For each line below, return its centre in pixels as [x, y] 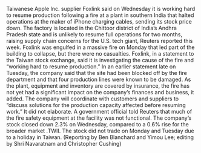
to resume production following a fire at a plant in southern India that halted [100, 15]
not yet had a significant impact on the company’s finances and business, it [100, 92]
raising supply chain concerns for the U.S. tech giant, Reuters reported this [100, 41]
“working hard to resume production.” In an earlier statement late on [91, 67]
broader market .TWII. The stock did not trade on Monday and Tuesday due [100, 131]
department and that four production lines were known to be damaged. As [99, 79]
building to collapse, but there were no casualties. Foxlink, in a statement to [100, 54]
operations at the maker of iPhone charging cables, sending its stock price [99, 21]
